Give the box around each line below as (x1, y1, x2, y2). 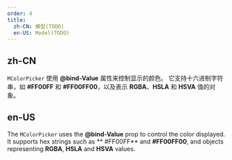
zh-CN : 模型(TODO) (13, 23, 64, 30)
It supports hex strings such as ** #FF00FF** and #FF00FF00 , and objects (7, 137, 224, 146)
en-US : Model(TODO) (13, 29, 70, 37)
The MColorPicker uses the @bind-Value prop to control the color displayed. (7, 130, 226, 138)
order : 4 (7, 10, 33, 17)
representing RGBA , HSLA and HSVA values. (7, 144, 136, 152)
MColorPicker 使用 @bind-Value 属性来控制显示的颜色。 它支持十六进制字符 (7, 74, 224, 83)
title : (7, 17, 26, 23)
